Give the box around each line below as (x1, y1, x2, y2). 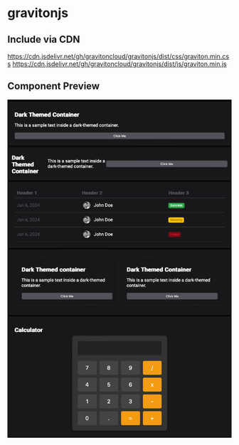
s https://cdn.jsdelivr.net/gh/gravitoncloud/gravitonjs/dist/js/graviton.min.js (7, 60, 228, 68)
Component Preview (7, 80, 100, 92)
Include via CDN (7, 33, 80, 45)
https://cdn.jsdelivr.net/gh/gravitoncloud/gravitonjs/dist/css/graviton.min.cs (7, 52, 230, 60)
